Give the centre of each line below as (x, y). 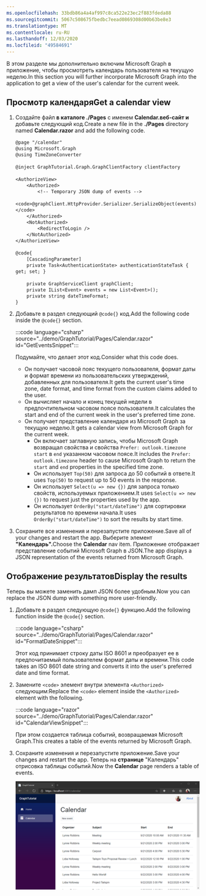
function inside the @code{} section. (60, 616)
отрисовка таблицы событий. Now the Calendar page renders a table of (107, 766)
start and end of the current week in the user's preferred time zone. (110, 414)
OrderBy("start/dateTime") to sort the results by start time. (108, 519)
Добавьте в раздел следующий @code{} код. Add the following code (102, 313)
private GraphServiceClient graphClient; (80, 284)
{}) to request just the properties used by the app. (97, 499)
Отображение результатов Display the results (97, 577)
